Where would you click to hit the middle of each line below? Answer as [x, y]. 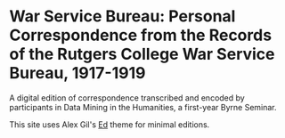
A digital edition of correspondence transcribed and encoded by [127, 97]
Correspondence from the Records [141, 35]
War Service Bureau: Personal [122, 16]
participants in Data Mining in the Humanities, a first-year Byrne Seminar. [143, 107]
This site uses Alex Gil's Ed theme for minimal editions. [110, 124]
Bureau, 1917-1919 [77, 73]
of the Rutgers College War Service [142, 54]
